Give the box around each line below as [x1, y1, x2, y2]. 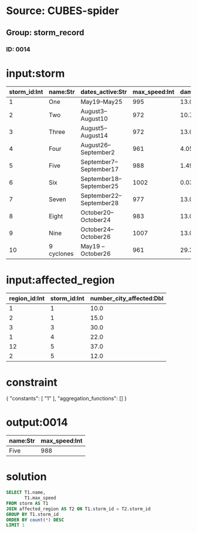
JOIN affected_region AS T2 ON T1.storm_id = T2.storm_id [6, 506, 151, 512]
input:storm [6, 66, 65, 80]
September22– [80, 192, 122, 200]
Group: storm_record [6, 28, 84, 38]
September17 [80, 166, 119, 174]
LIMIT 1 [6, 522, 25, 528]
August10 [80, 114, 108, 123]
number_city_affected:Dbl [90, 295, 164, 303]
